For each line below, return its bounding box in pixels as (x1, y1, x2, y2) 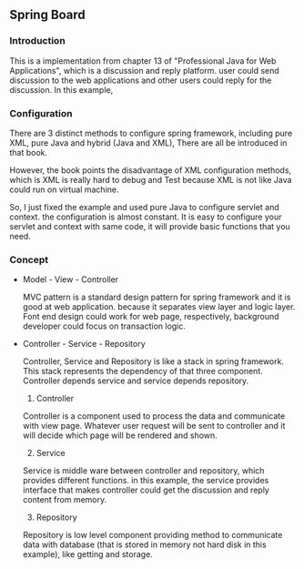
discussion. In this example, (9, 84, 114, 95)
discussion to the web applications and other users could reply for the (9, 75, 272, 86)
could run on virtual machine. (9, 184, 119, 195)
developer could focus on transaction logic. (22, 320, 187, 331)
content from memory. (22, 494, 107, 505)
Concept (9, 253, 48, 266)
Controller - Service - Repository (22, 339, 146, 350)
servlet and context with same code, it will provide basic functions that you (9, 220, 291, 231)
